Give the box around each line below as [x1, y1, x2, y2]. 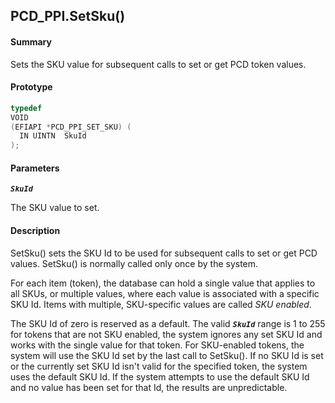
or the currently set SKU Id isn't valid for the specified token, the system [10, 360, 308, 372]
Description [10, 224, 61, 236]
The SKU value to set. [10, 202, 100, 214]
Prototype [10, 81, 53, 93]
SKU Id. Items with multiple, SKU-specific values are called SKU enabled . [10, 298, 312, 310]
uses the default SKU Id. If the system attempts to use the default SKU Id [10, 370, 310, 383]
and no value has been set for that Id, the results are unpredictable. [10, 381, 288, 393]
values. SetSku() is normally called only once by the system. [10, 257, 259, 269]
